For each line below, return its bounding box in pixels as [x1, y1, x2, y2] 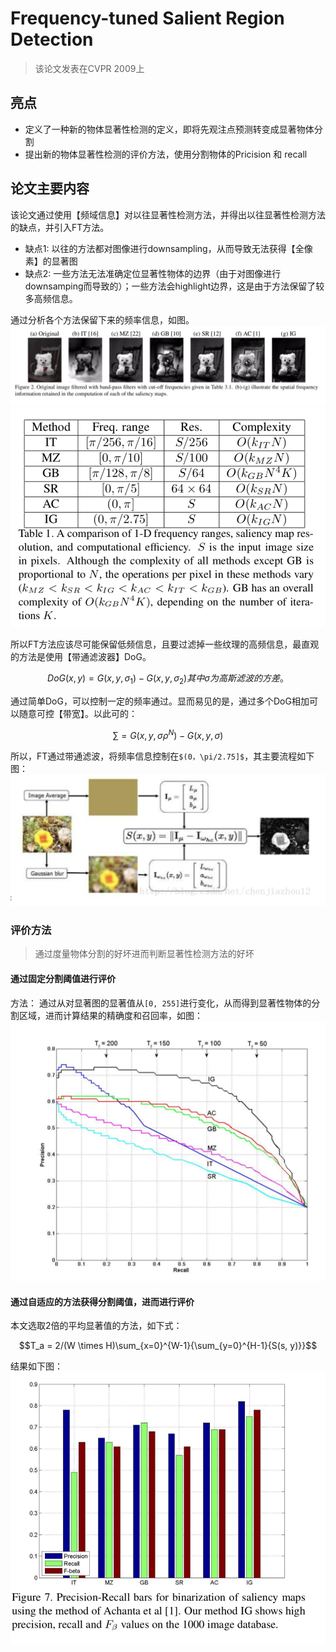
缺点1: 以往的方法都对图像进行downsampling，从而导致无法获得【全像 [24, 242, 313, 254]
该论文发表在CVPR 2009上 [34, 62, 145, 74]
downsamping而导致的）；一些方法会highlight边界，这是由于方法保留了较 [24, 280, 325, 292]
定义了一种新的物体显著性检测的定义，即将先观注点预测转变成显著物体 [24, 123, 315, 135]
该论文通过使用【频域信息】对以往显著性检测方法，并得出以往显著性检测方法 [10, 208, 326, 221]
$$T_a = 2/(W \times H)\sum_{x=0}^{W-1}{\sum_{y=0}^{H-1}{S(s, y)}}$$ [18, 1340, 318, 1352]
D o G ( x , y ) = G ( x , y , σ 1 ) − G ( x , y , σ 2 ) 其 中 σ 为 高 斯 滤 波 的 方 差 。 [47, 672, 289, 687]
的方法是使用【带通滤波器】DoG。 [10, 651, 152, 663]
